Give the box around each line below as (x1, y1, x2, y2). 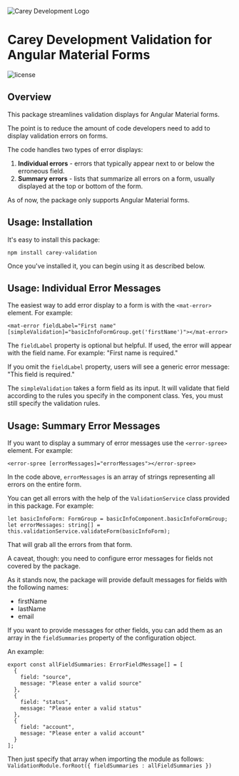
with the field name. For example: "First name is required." (7, 349, 178, 357)
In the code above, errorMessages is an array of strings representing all (7, 473, 215, 481)
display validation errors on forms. (7, 131, 108, 140)
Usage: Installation (7, 216, 93, 228)
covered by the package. (7, 562, 81, 571)
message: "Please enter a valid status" (20, 705, 142, 713)
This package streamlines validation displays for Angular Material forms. (7, 110, 220, 118)
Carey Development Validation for (7, 32, 213, 48)
